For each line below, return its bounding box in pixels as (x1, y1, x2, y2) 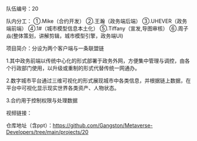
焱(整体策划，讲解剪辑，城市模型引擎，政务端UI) (6, 32, 123, 39)
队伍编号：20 (6, 5, 39, 12)
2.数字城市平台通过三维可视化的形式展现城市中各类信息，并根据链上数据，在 (6, 77, 191, 84)
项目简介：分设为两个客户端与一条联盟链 (6, 45, 104, 52)
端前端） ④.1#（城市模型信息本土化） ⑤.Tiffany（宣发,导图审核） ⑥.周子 (6, 25, 189, 32)
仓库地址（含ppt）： (6, 122, 53, 129)
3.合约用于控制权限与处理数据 (6, 97, 78, 104)
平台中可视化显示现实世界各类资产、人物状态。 (6, 85, 119, 91)
